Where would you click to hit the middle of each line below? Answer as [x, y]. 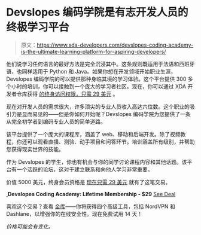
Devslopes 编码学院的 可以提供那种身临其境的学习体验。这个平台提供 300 [96, 79]
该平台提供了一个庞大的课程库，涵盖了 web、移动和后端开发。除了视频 [93, 134]
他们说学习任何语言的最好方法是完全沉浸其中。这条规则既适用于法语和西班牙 [100, 64]
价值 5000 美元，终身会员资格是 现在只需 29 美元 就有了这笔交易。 [89, 182]
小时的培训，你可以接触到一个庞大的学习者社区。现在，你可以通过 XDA [99, 86]
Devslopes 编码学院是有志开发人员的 [97, 12]
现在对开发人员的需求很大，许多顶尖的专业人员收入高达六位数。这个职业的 [98, 106]
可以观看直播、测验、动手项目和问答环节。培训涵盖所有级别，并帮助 [111, 142]
